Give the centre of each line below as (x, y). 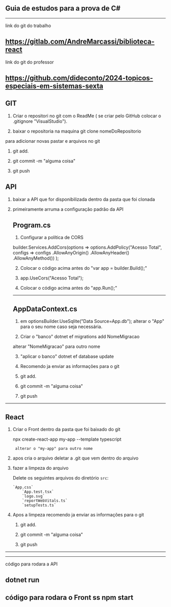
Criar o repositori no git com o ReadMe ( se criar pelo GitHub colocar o (87, 116)
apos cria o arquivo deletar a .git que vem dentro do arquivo (76, 458)
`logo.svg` (34, 496)
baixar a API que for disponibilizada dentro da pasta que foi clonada (84, 199)
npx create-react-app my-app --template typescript (67, 439)
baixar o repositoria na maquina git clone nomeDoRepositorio (77, 131)
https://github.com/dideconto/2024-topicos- (79, 78)
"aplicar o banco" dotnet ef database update (67, 356)
